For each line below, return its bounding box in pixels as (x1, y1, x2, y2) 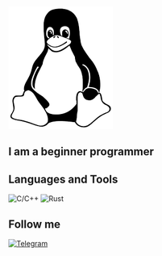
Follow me (8, 217, 61, 231)
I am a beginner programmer (8, 145, 155, 159)
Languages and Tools (8, 172, 118, 186)
